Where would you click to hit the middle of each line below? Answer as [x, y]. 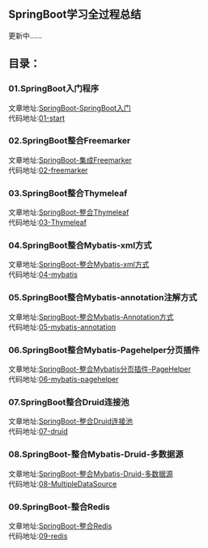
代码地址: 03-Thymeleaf [48, 223]
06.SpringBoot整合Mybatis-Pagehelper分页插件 [104, 350]
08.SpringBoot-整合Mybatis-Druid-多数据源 [96, 454]
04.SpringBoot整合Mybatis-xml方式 [80, 245]
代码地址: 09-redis [38, 536]
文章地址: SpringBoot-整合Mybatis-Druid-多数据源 [91, 474]
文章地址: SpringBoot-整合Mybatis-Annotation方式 [91, 316]
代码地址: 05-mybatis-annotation [62, 327]
